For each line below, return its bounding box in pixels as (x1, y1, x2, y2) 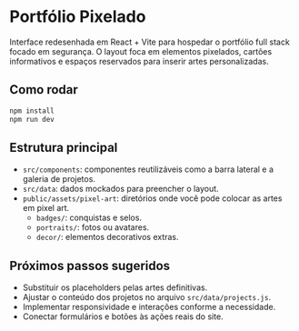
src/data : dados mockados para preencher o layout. (22, 184, 220, 195)
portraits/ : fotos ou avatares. (35, 222, 150, 233)
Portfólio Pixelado (9, 6, 146, 27)
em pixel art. (22, 203, 70, 214)
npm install (9, 106, 55, 115)
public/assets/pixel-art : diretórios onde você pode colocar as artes (22, 193, 283, 204)
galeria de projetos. (22, 174, 95, 185)
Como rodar (9, 82, 79, 97)
